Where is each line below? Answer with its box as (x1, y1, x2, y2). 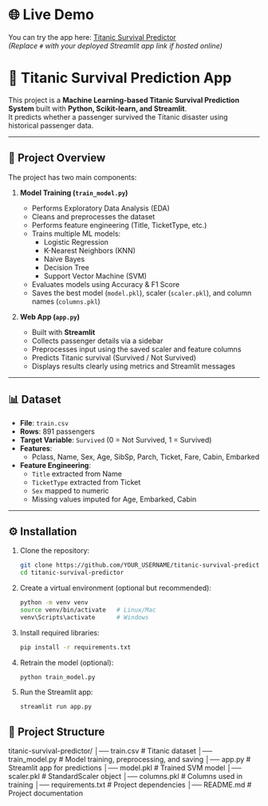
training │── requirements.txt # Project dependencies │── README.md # (8, 780, 252, 790)
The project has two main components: (8, 172, 137, 182)
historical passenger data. (8, 120, 94, 130)
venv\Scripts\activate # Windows (19, 613, 149, 621)
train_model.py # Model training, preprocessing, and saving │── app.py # (8, 755, 251, 765)
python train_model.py (19, 673, 96, 681)
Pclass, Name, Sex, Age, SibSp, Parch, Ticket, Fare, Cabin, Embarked (31, 452, 260, 462)
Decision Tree (43, 262, 90, 272)
